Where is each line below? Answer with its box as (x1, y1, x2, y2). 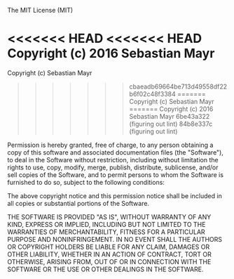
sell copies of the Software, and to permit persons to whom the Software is (7, 170, 224, 179)
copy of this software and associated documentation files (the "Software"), (7, 148, 224, 157)
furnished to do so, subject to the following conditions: (7, 178, 165, 186)
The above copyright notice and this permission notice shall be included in (7, 191, 222, 200)
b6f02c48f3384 (129, 89, 177, 98)
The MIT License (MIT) (7, 6, 74, 14)
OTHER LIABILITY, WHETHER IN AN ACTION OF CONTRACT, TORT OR (7, 249, 212, 259)
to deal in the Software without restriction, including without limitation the (7, 155, 219, 164)
